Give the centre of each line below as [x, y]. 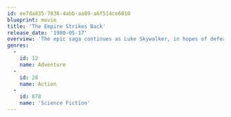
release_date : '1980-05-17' [47, 33]
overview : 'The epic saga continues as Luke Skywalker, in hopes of [107, 39]
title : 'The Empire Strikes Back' [57, 26]
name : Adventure [43, 65]
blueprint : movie [32, 20]
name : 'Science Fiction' [55, 103]
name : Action [38, 84]
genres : [18, 45]
